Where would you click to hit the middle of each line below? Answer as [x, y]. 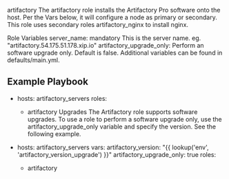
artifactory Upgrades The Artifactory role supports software [112, 112]
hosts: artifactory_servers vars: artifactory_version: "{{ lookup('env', [113, 147]
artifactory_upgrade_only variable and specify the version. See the [122, 126]
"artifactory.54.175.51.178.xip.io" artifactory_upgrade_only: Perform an [106, 45]
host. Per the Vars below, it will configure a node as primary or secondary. [112, 17]
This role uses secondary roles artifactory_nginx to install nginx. [98, 25]
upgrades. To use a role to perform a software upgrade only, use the [125, 119]
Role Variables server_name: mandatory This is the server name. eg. [104, 38]
